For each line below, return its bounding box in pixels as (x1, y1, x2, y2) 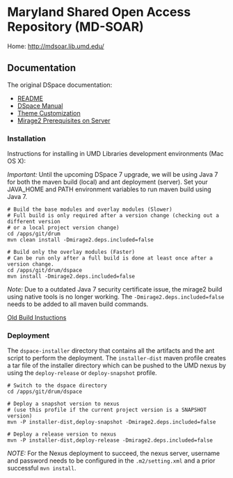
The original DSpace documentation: (7, 81, 113, 89)
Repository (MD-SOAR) (7, 19, 144, 35)
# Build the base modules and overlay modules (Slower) (7, 206, 172, 213)
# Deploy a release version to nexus (7, 431, 117, 438)
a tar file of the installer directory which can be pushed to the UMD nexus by (7, 361, 226, 369)
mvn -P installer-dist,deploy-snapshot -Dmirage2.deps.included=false (7, 419, 216, 426)
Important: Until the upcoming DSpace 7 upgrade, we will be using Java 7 (7, 170, 218, 179)
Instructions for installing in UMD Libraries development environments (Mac (7, 150, 224, 158)
